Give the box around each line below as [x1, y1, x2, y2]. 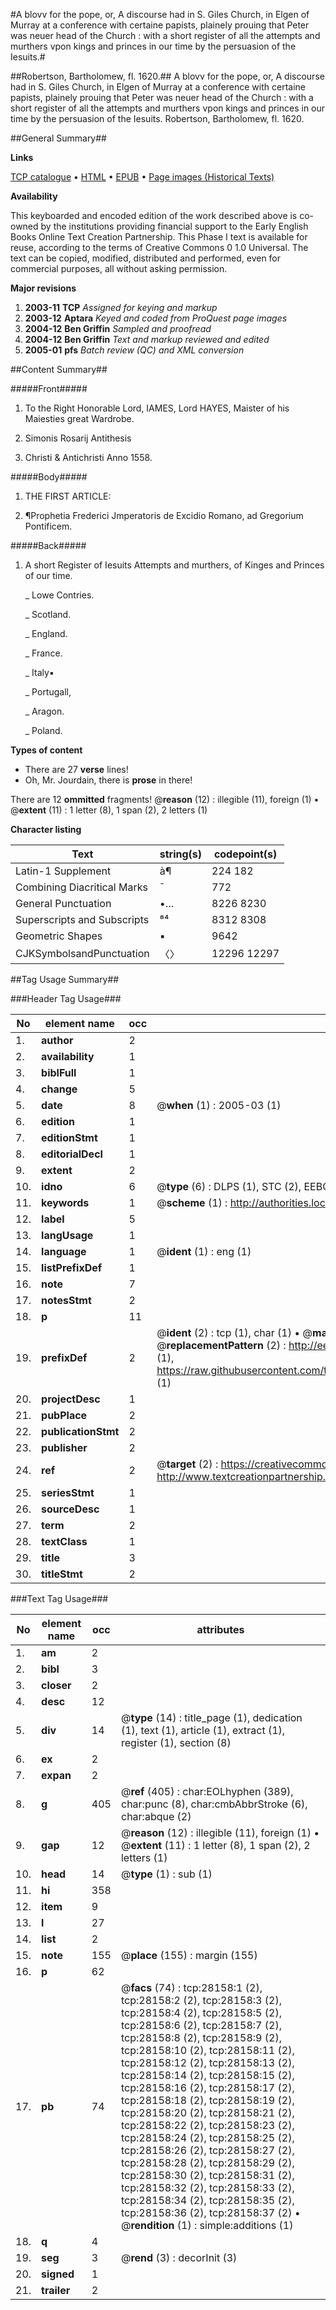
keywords [41, 1196, 90, 1209]
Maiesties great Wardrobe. [24, 413, 135, 424]
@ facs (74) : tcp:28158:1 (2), [120, 1981, 263, 1994]
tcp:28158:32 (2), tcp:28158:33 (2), [120, 2181, 295, 2194]
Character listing [10, 824, 82, 835]
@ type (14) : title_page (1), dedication [120, 1711, 303, 1724]
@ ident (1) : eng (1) [156, 1245, 252, 1258]
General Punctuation [15, 897, 112, 910]
